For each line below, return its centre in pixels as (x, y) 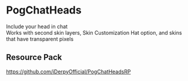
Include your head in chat (37, 26)
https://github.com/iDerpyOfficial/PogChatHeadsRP (68, 72)
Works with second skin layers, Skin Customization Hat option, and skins (94, 32)
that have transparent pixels (40, 39)
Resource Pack (34, 57)
